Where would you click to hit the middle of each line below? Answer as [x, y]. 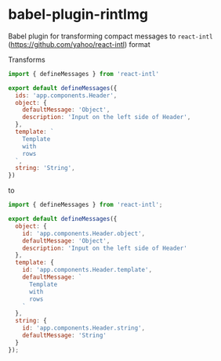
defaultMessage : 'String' [65, 336]
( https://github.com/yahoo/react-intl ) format [79, 44]
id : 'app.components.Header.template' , [87, 270]
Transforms [27, 60]
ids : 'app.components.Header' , [66, 96]
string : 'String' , [45, 168]
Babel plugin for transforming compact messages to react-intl [110, 36]
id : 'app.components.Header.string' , [84, 328]
